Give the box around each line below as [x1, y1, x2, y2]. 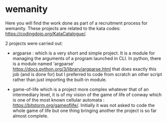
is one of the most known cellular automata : [12, 96, 105, 103]
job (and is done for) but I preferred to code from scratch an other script [12, 71, 162, 77]
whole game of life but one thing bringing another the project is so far [12, 107, 157, 113]
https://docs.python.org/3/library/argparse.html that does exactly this [12, 66, 157, 72]
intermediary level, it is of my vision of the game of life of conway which [12, 91, 162, 97]
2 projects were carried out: [5, 40, 63, 46]
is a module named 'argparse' [12, 60, 74, 66]
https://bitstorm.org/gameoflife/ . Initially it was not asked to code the [12, 102, 155, 108]
